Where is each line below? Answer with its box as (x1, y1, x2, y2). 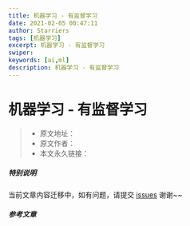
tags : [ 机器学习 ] (8, 34, 61, 42)
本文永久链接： (39, 149, 89, 158)
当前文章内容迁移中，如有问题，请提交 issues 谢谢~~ (8, 189, 183, 200)
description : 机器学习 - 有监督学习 (8, 64, 120, 72)
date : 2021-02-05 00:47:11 (8, 19, 98, 27)
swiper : (8, 49, 34, 57)
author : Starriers (8, 26, 69, 34)
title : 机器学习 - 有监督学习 (8, 11, 98, 20)
